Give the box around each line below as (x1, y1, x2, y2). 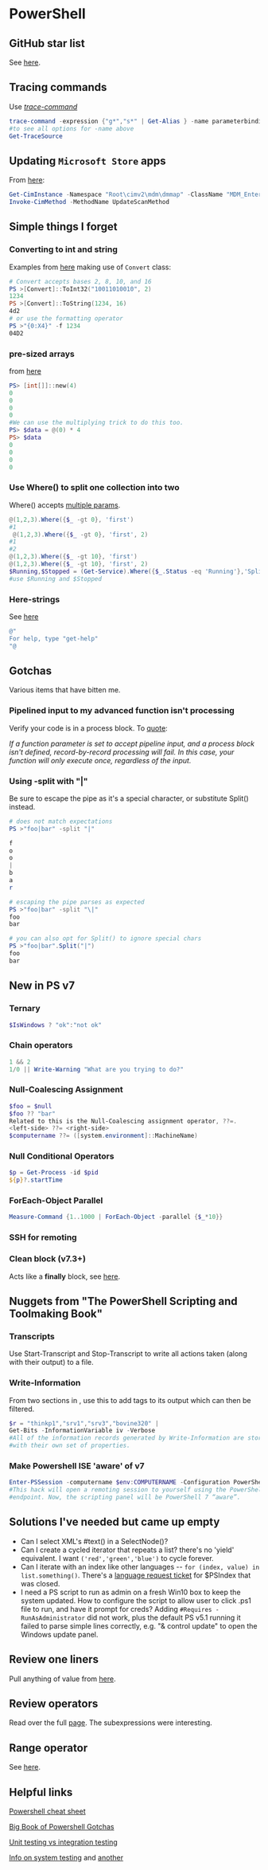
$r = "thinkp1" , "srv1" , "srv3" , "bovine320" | (9, 1419, 159, 1427)
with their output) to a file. (9, 1358, 94, 1367)
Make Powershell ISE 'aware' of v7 (9, 1460, 146, 1471)
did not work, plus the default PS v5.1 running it (87, 1613, 241, 1622)
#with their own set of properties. (9, 1441, 130, 1450)
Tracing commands (9, 80, 107, 94)
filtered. (9, 1404, 35, 1413)
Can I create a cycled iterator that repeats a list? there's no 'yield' (20, 1545, 235, 1554)
